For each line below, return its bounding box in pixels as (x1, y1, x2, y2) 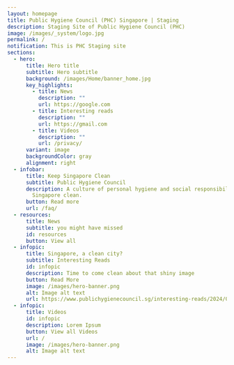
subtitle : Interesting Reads (25, 257, 111, 264)
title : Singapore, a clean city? (25, 251, 123, 258)
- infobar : (13, 165, 45, 173)
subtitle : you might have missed (25, 224, 123, 231)
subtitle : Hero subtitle (25, 68, 98, 75)
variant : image (25, 147, 70, 154)
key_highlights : (25, 82, 73, 89)
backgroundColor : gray (25, 153, 92, 161)
